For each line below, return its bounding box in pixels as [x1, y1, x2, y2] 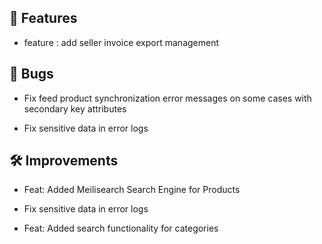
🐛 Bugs [9, 66, 54, 83]
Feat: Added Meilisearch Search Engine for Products [23, 184, 241, 196]
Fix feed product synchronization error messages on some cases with [23, 92, 312, 104]
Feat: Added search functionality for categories [23, 222, 219, 235]
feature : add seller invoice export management [23, 36, 220, 48]
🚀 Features [9, 10, 78, 27]
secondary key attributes [23, 102, 127, 115]
